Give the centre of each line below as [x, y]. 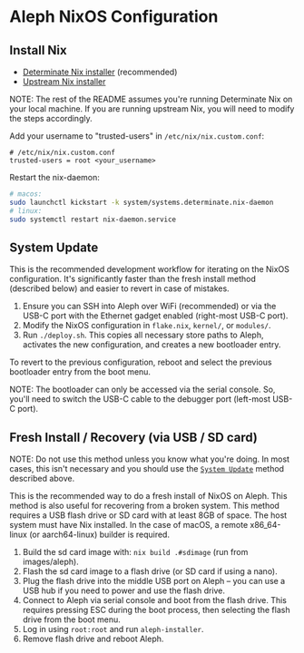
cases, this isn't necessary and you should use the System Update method [147, 469]
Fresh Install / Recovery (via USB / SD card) [134, 437]
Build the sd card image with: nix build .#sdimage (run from [135, 552]
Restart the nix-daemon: [54, 177]
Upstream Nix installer [64, 82]
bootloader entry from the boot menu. [80, 372]
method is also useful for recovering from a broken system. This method [144, 506]
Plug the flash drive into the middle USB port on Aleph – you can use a [154, 581]
